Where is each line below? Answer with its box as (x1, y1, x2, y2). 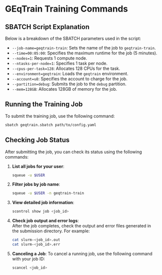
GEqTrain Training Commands (5, 3, 129, 15)
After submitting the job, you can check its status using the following (5, 149, 142, 155)
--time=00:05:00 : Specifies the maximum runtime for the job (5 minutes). (12, 50, 158, 56)
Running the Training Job (5, 100, 83, 109)
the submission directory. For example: (12, 228, 90, 234)
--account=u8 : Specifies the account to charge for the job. (12, 76, 128, 81)
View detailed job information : (12, 200, 74, 206)
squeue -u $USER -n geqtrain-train (12, 191, 84, 196)
